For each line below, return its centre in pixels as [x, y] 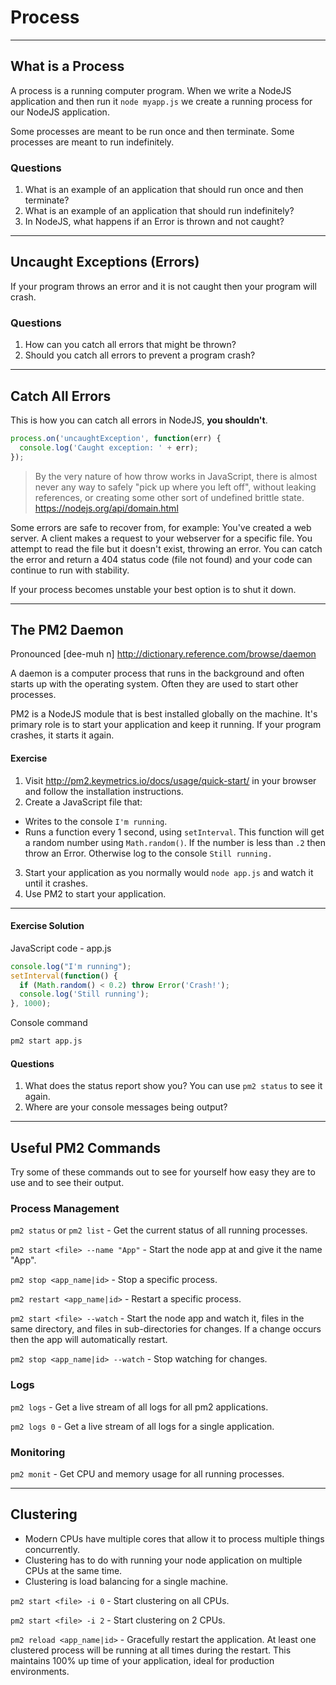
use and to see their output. [67, 1183]
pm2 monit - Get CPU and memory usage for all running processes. [147, 1473]
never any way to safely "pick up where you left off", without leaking [175, 487]
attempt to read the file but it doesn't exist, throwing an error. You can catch [166, 548]
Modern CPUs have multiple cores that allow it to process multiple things [174, 1538]
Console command [49, 1023]
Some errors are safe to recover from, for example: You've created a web [161, 527]
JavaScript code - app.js [61, 948]
